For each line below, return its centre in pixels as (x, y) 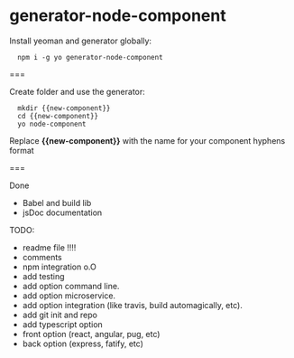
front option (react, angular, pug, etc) (91, 334)
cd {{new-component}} (58, 116)
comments (42, 257)
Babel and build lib (57, 203)
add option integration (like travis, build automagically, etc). (133, 305)
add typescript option (63, 324)
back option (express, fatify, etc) (83, 344)
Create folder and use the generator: (78, 91)
